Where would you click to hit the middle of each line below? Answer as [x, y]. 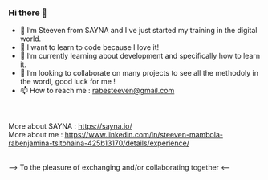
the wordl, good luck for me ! [68, 82]
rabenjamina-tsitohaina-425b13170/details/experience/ [99, 143]
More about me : [36, 135]
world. [30, 39]
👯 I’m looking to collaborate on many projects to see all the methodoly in [139, 73]
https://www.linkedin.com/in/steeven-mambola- [144, 135]
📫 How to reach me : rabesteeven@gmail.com [97, 91]
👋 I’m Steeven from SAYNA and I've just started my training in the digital [138, 31]
